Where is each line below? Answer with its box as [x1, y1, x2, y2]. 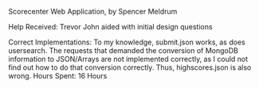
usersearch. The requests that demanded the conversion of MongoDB [8, 46, 239, 55]
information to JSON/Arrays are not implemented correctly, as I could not [8, 55, 249, 63]
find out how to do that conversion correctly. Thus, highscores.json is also [8, 63, 252, 72]
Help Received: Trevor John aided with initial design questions [8, 22, 213, 31]
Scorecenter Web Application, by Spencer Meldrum [8, 7, 178, 16]
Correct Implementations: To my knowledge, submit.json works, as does [8, 37, 245, 47]
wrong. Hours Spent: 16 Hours [8, 71, 108, 80]
